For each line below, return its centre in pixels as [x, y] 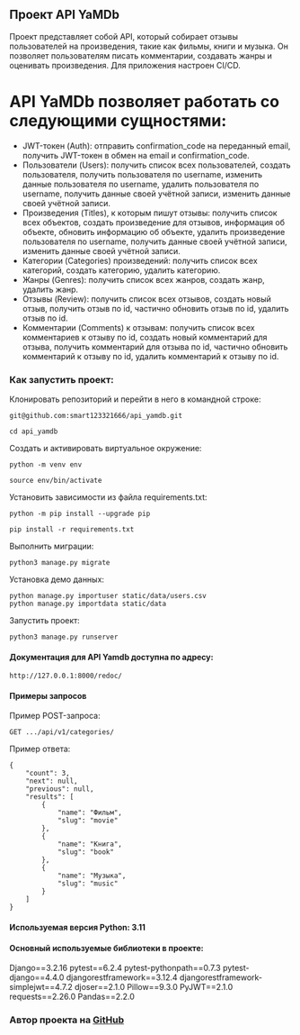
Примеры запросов [48, 695]
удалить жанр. [50, 289]
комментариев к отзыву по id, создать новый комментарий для [145, 337]
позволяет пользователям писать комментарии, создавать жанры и [141, 55]
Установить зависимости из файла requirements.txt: [108, 497]
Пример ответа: [40, 749]
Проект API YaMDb [64, 15]
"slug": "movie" [88, 821]
